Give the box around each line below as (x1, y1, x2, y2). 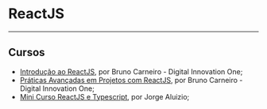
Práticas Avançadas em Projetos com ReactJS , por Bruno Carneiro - (19, 75, 243, 85)
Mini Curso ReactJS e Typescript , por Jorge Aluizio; (19, 92, 190, 101)
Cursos (8, 46, 45, 59)
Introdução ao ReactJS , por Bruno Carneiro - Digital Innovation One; (19, 66, 243, 76)
